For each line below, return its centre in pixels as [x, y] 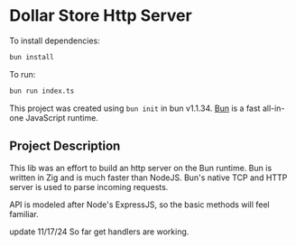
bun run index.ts [42, 91]
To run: [23, 74]
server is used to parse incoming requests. [89, 187]
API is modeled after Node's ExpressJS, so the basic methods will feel [139, 205]
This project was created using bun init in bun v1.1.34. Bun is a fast [135, 108]
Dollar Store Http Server [101, 16]
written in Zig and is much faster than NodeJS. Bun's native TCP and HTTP [148, 178]
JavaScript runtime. [62, 117]
